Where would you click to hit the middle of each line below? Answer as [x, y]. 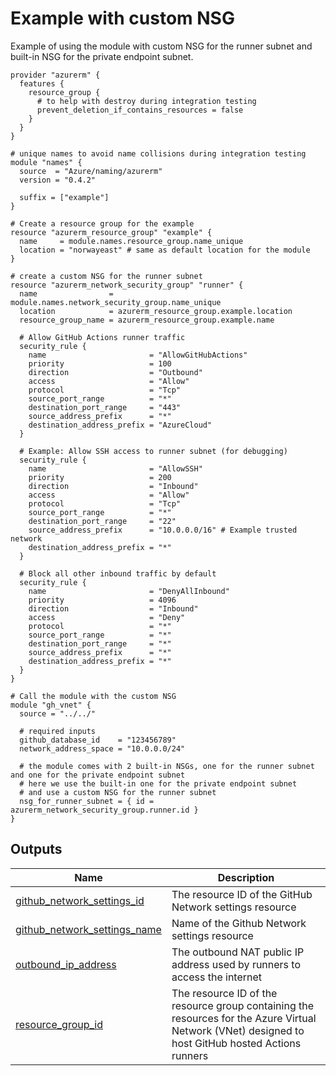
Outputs [36, 849]
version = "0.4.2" [58, 180]
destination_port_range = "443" [105, 407]
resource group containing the [243, 1005]
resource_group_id [59, 1024]
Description [246, 877]
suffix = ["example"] [64, 197]
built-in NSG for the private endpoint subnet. [102, 56]
